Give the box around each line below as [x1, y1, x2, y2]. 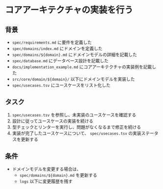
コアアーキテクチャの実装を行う [5, 4, 134, 16]
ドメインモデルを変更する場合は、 [12, 166, 81, 172]
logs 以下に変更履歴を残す [19, 178, 73, 184]
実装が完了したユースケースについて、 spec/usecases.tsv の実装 [12, 130, 141, 136]
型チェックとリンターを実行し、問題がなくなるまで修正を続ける [12, 124, 141, 130]
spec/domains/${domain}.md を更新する [19, 172, 97, 178]
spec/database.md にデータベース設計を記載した [12, 58, 109, 64]
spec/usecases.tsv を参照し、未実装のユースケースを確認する [12, 112, 137, 118]
